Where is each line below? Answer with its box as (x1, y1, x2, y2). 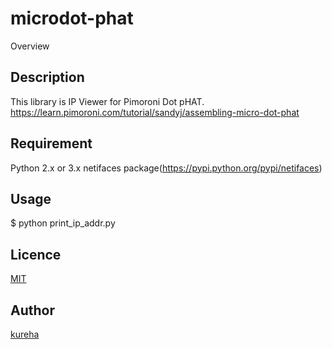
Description (10, 69, 85, 86)
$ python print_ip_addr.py (10, 217, 116, 229)
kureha (10, 328, 40, 340)
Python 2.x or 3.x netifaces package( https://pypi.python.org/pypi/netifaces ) (10, 162, 323, 174)
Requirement (10, 135, 93, 152)
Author (10, 302, 55, 319)
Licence (10, 246, 62, 263)
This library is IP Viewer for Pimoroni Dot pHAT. (10, 95, 205, 107)
